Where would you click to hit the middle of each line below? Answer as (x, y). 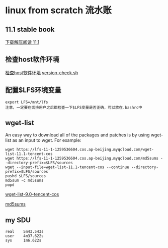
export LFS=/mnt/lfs (27, 102)
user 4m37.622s (24, 236)
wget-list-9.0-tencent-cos (32, 194)
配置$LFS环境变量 (33, 90)
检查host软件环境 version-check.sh (42, 72)
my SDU (18, 220)
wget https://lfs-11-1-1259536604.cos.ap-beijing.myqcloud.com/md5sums (82, 159)
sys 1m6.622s (23, 240)
